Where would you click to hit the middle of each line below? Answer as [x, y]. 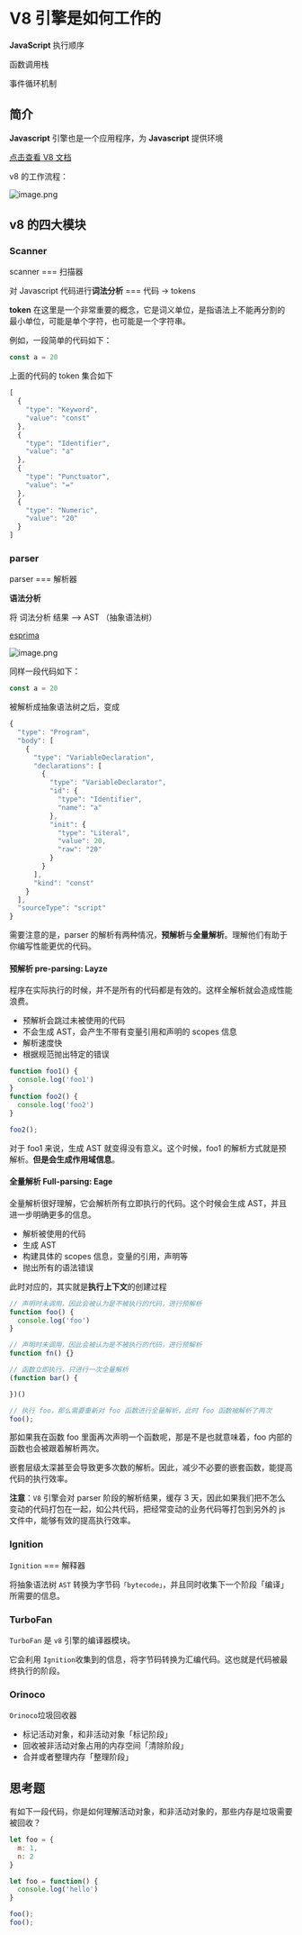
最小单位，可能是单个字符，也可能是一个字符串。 [100, 322]
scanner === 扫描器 [46, 272]
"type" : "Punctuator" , [68, 477]
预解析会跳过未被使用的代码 [74, 1021]
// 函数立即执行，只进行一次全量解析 [69, 1370]
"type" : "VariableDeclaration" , [93, 758]
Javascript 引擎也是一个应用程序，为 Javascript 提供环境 [116, 138]
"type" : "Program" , [54, 732]
